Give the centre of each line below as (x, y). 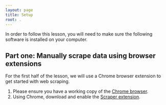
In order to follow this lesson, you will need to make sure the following (79, 34)
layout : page (19, 10)
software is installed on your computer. (47, 39)
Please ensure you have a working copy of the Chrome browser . (80, 91)
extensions (24, 64)
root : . (14, 19)
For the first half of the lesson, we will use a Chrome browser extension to (83, 76)
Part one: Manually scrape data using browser (80, 56)
